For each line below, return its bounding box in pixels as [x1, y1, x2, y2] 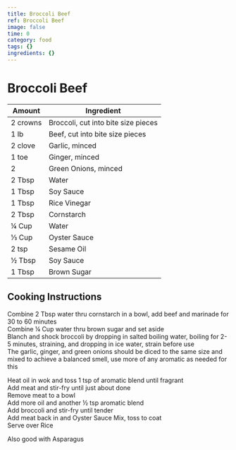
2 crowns [11, 117, 42, 127]
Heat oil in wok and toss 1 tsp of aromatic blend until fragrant [7, 376, 184, 384]
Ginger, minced [48, 152, 100, 162]
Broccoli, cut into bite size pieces [48, 117, 159, 127]
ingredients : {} [7, 50, 55, 57]
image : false [7, 23, 46, 30]
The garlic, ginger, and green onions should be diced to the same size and [7, 347, 223, 355]
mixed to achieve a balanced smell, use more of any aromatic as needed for [7, 355, 228, 363]
